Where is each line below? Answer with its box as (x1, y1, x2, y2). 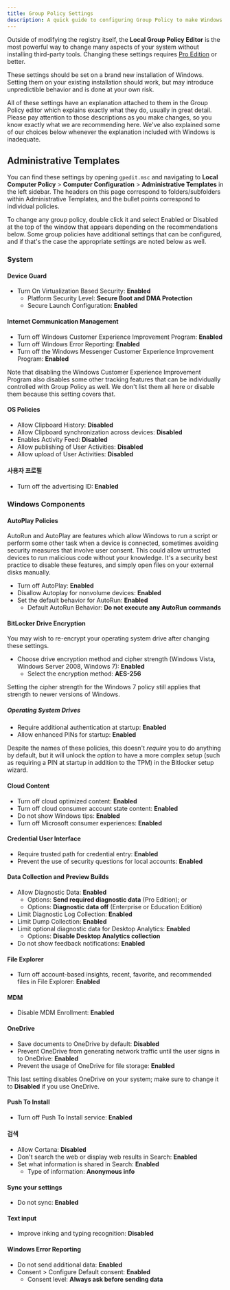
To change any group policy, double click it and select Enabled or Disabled (7, 216, 218, 224)
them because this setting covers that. (7, 390, 115, 398)
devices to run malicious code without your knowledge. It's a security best (7, 554, 218, 562)
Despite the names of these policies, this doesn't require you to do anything (7, 744, 222, 753)
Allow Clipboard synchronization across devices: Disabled (16, 427, 183, 436)
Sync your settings (7, 1183, 62, 1191)
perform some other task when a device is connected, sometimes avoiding (7, 539, 218, 547)
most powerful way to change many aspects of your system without (7, 43, 199, 51)
